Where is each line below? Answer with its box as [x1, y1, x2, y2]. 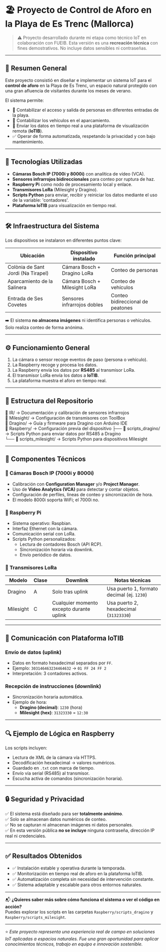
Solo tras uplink [52, 588, 88, 595]
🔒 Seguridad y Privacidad [5, 795, 84, 804]
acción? [5, 904, 22, 909]
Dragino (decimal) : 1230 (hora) [19, 704, 83, 710]
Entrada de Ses [7, 295, 43, 302]
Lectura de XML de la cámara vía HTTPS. [12, 755, 97, 761]
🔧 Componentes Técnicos [5, 455, 86, 463]
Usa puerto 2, [107, 600, 139, 606]
